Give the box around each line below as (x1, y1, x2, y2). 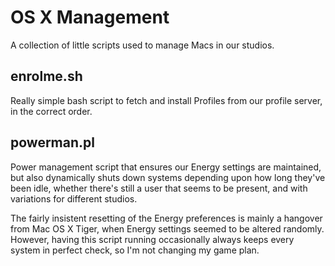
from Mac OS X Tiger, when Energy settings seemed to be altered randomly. (10, 222, 325, 235)
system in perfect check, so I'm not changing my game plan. (10, 244, 260, 256)
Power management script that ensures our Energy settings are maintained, (10, 161, 322, 173)
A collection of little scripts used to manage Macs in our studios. (10, 39, 275, 51)
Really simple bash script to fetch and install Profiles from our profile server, (10, 94, 323, 106)
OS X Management (10, 6, 170, 29)
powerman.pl (10, 134, 95, 151)
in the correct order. (10, 105, 93, 117)
